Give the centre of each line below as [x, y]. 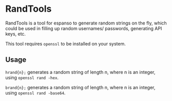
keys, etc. [16, 34]
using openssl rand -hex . [32, 78]
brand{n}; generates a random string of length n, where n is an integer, [80, 87]
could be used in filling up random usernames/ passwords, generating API [84, 28]
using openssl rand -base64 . [35, 93]
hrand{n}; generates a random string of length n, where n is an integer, [80, 72]
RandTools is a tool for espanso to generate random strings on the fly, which [86, 23]
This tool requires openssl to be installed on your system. [65, 43]
